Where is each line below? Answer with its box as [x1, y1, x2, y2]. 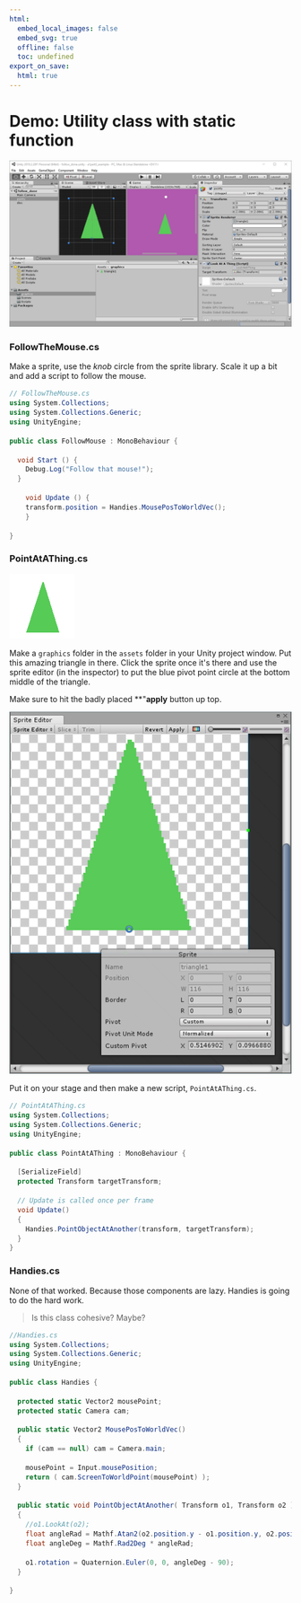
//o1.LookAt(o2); [25, 1520, 90, 1529]
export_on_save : [9, 62, 70, 71]
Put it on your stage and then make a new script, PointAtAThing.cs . [9, 1083, 257, 1094]
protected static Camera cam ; [17, 1406, 130, 1415]
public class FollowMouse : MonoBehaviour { [9, 436, 178, 445]
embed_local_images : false [17, 23, 118, 33]
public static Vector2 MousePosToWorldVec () [17, 1425, 186, 1434]
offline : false [17, 43, 74, 52]
